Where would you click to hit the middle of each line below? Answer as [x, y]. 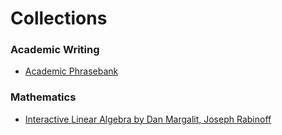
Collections [59, 18]
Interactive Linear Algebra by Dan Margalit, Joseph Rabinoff [148, 119]
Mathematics [43, 97]
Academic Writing [55, 50]
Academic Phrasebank [71, 71]
